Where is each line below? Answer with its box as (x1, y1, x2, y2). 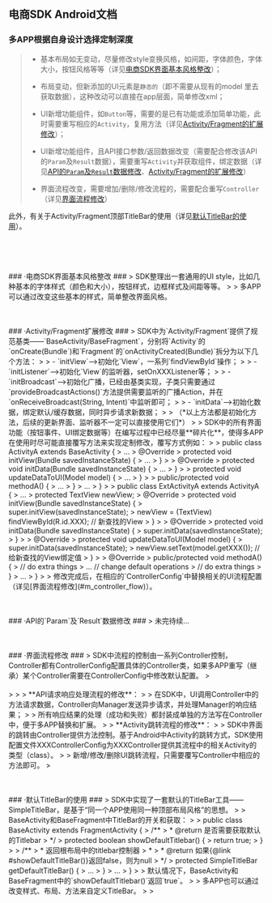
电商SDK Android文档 (8, 7, 117, 22)
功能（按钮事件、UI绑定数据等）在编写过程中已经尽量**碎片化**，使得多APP (8, 427, 264, 437)
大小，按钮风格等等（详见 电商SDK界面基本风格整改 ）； (40, 64, 223, 74)
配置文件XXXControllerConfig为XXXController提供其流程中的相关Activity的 (8, 740, 257, 750)
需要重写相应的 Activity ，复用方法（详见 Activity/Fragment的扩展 (47, 118, 264, 128)
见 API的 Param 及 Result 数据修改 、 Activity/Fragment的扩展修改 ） (40, 166, 251, 176)
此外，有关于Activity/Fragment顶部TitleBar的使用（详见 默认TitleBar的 (8, 211, 240, 220)
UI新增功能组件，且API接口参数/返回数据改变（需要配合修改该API (40, 146, 257, 156)
